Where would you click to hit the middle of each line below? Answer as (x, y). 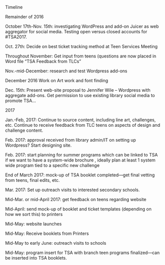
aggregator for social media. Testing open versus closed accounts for (76, 31)
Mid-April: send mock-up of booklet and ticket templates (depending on (79, 209)
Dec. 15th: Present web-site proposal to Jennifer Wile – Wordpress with (78, 90)
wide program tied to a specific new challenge (53, 165)
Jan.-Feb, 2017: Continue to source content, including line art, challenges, (81, 120)
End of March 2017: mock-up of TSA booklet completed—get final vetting (80, 175)
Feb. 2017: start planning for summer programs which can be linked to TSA (82, 155)
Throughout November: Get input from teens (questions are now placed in (81, 56)
